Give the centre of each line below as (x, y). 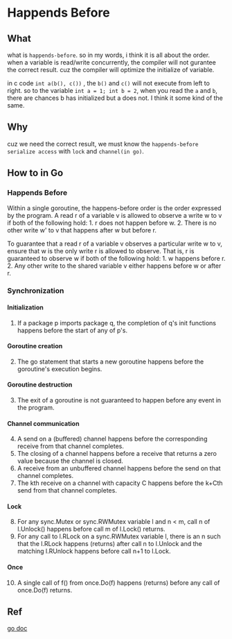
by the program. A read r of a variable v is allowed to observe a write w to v (115, 215)
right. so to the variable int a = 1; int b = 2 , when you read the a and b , (113, 91)
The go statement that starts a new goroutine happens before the (110, 361)
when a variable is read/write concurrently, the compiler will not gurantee (111, 62)
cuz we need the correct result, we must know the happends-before (103, 144)
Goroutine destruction (40, 385)
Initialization (25, 307)
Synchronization (36, 291)
